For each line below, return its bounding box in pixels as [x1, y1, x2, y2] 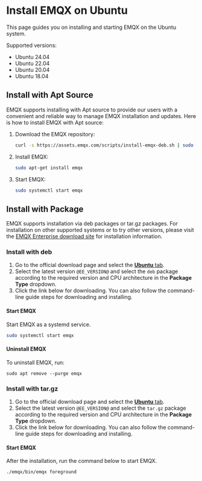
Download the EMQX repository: [14, 130, 95, 137]
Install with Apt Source [6, 90, 93, 100]
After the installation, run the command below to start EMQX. [6, 457, 157, 465]
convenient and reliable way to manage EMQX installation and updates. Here [6, 112, 197, 119]
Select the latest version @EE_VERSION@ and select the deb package [14, 268, 178, 275]
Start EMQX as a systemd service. [6, 321, 91, 328]
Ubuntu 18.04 [14, 72, 49, 80]
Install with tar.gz [6, 384, 58, 392]
